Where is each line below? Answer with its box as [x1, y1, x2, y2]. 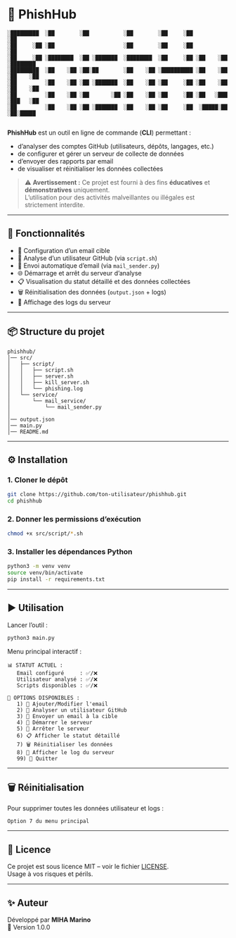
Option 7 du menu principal [7, 817, 90, 825]
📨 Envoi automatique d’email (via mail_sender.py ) [17, 261, 160, 270]
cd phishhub [7, 498, 42, 505]
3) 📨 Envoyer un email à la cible [16, 712, 118, 720]
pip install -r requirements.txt [7, 576, 105, 584]
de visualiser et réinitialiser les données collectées [17, 164, 164, 173]
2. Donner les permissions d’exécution [7, 514, 142, 524]
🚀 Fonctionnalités [7, 228, 86, 240]
